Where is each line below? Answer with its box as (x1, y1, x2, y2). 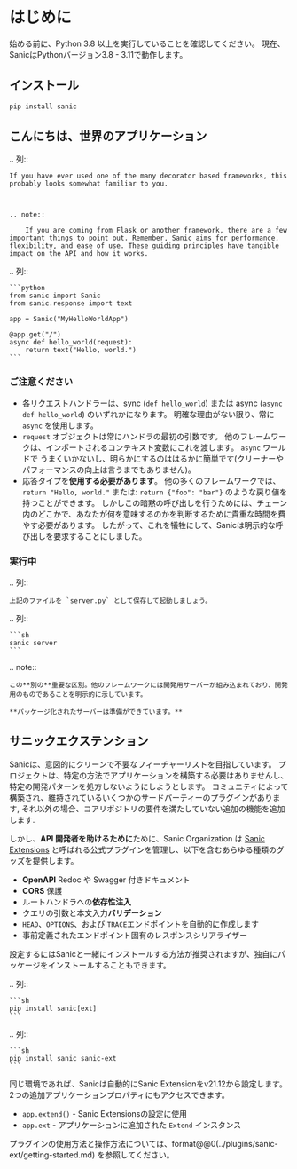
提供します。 (32, 855, 79, 865)
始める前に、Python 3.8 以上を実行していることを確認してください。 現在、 (9, 38, 285, 49)
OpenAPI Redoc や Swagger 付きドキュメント (21, 874, 191, 885)
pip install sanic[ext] (9, 1004, 98, 1013)
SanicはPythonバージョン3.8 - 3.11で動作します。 (9, 49, 188, 59)
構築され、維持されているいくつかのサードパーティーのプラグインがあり (9, 792, 273, 802)
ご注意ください (9, 375, 74, 388)
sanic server (9, 639, 58, 648)
